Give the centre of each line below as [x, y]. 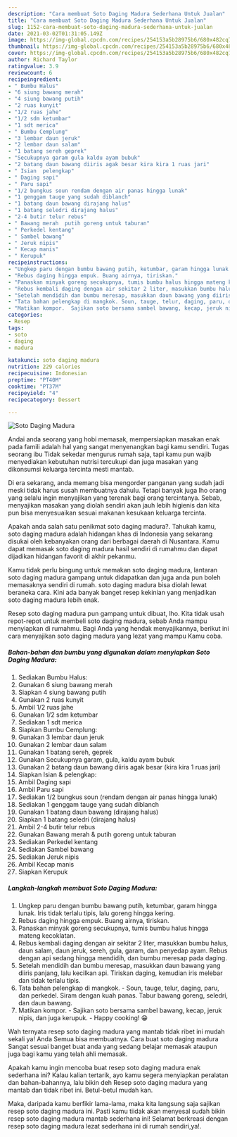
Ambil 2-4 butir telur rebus [57, 827]
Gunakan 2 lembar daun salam [63, 745]
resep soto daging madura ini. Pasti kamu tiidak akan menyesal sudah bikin [117, 1111]
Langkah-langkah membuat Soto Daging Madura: [83, 888]
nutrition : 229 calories [44, 367]
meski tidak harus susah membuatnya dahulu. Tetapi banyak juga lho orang [117, 491]
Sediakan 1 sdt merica [50, 722]
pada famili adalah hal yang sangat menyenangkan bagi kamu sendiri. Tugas [118, 447]
